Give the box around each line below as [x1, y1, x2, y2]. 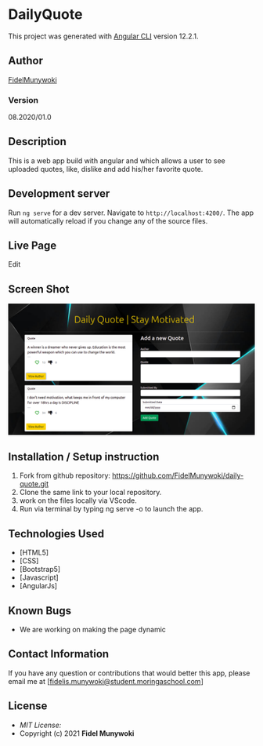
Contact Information [8, 647, 110, 660]
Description [8, 135, 67, 148]
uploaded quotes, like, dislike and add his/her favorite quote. [8, 164, 204, 173]
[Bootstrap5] [19, 565, 61, 574]
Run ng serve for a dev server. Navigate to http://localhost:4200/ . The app [8, 208, 254, 217]
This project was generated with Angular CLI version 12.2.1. [8, 31, 199, 41]
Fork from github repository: [19, 471, 111, 480]
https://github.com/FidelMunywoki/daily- [112, 471, 244, 480]
